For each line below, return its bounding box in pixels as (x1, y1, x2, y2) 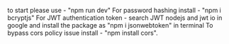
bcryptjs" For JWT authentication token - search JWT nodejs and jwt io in (7, 13, 223, 22)
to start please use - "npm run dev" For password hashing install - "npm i (7, 6, 221, 14)
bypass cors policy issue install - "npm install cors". (7, 28, 158, 37)
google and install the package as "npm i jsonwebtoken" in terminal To (7, 21, 213, 29)
